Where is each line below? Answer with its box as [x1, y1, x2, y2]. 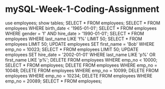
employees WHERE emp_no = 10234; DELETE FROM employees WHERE [5, 73, 153, 79]
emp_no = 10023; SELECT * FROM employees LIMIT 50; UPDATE [5, 46, 139, 52]
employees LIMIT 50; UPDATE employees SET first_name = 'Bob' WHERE [5, 41, 155, 47]
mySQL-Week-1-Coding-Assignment [5, 3, 160, 15]
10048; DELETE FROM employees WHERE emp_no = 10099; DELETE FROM [5, 67, 159, 73]
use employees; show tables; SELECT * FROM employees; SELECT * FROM [5, 20, 161, 26]
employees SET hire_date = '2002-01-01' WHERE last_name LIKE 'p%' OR [5, 51, 156, 58]
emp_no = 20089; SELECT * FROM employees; [5, 78, 102, 84]
